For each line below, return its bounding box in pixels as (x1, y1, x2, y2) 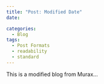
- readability (11, 48, 47, 55)
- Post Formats (11, 43, 50, 49)
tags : (6, 37, 20, 43)
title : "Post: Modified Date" (6, 9, 83, 15)
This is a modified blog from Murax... (6, 71, 98, 78)
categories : (6, 26, 36, 32)
